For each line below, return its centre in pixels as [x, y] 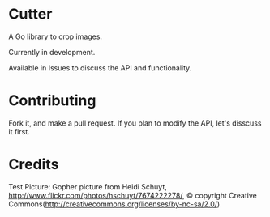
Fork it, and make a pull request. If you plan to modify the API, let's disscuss [135, 123]
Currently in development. [52, 52]
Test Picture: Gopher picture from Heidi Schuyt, [88, 186]
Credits [34, 165]
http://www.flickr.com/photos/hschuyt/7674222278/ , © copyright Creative [133, 195]
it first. [19, 131]
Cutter [30, 14]
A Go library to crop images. [56, 36]
